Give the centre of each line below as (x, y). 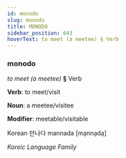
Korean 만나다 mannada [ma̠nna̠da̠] (57, 133)
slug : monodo (26, 20)
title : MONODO (28, 26)
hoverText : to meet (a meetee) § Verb (63, 39)
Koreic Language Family (42, 147)
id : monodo (23, 14)
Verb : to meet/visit (34, 92)
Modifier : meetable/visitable (48, 119)
